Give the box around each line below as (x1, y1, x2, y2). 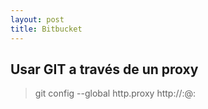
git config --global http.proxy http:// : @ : (34, 87, 197, 100)
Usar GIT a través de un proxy (10, 61, 199, 78)
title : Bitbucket (10, 24, 83, 34)
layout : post (10, 14, 65, 25)
